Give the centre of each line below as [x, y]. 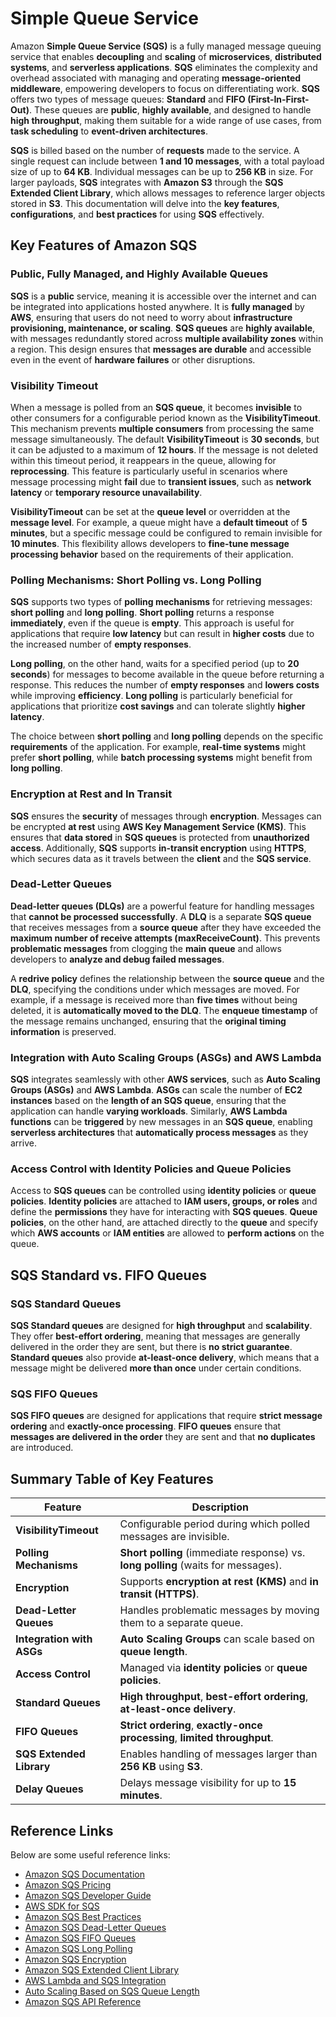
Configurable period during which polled [214, 1524]
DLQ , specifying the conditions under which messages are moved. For [155, 989]
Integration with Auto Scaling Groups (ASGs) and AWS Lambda [166, 1057]
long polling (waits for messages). [201, 1565]
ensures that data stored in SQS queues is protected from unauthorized [160, 837]
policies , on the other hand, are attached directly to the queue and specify [164, 1223]
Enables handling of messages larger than [218, 1754]
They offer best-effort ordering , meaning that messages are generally [155, 1336]
